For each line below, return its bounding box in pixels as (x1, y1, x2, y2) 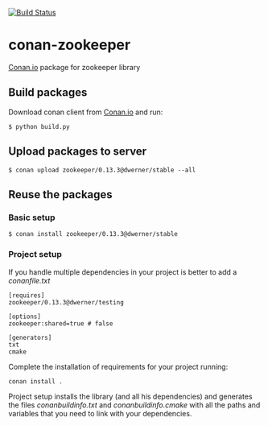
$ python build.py (8, 122, 70, 130)
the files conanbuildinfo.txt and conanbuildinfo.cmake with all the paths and (8, 399, 261, 410)
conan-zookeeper (8, 36, 131, 54)
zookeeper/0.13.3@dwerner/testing (8, 298, 125, 306)
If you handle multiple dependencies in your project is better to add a (8, 267, 237, 277)
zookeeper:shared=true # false (8, 319, 113, 328)
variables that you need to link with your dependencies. (8, 408, 192, 418)
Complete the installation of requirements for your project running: (8, 362, 229, 371)
